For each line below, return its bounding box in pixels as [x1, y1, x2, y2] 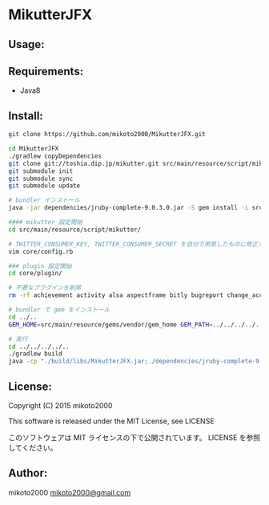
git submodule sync [8, 174, 74, 182]
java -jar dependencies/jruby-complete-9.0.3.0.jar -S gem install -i [8, 204, 249, 212]
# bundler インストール [8, 196, 80, 205]
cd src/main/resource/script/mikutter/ [8, 226, 142, 234]
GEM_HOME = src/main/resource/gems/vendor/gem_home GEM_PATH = [8, 320, 214, 329]
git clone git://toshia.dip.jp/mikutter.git [8, 159, 159, 167]
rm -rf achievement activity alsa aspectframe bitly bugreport [8, 291, 224, 299]
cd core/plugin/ [8, 270, 62, 278]
